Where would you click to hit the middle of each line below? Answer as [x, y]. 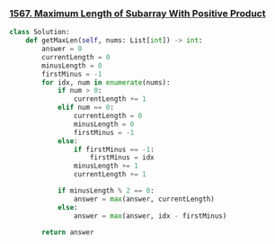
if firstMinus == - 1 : [114, 149]
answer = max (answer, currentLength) [144, 199]
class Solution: [40, 32]
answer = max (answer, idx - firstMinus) [150, 216]
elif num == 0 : [86, 108]
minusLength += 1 [106, 166]
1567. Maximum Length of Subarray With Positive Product [137, 14]
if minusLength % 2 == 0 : [106, 191]
